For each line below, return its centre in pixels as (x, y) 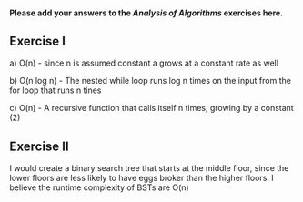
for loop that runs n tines (56, 90)
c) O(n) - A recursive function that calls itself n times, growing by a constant (151, 108)
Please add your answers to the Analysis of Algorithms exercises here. (146, 13)
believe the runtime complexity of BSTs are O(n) (99, 187)
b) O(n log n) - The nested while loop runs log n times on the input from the (150, 81)
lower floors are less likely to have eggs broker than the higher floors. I (142, 178)
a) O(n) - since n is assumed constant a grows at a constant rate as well (144, 63)
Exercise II (40, 146)
